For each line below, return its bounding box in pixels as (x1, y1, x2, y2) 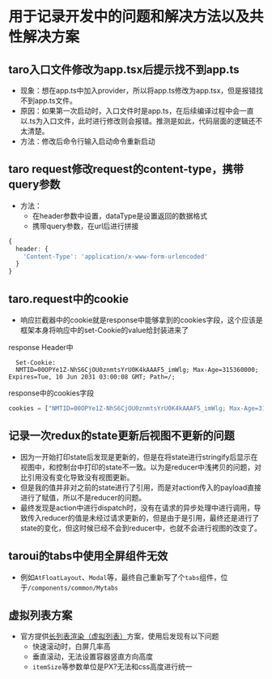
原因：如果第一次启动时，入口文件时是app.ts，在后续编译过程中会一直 (19, 106, 254, 115)
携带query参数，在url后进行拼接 (32, 221, 139, 231)
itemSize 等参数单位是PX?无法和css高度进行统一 (32, 662, 193, 672)
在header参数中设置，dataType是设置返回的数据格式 (32, 210, 208, 220)
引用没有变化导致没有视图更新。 (27, 472, 134, 482)
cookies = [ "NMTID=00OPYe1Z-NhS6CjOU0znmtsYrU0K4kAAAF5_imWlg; (8, 404, 227, 413)
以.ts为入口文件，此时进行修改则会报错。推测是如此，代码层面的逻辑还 (19, 116, 256, 126)
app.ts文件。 (34, 96, 77, 106)
